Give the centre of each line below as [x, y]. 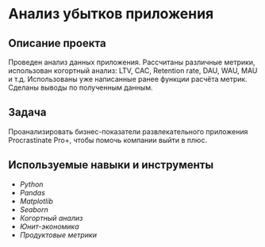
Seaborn [34, 209]
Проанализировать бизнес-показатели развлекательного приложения [128, 131]
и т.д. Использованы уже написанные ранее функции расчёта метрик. [128, 79]
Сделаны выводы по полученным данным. [81, 87]
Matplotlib [36, 201]
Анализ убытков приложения [111, 14]
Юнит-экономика [49, 226]
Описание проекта [57, 43]
